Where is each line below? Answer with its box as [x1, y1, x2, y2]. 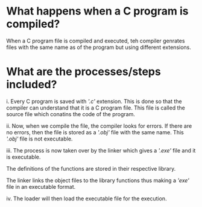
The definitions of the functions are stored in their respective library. [6, 165, 176, 172]
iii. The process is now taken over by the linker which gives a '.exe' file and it [6, 146, 196, 154]
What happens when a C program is [6, 4, 189, 18]
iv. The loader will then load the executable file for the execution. [6, 195, 167, 202]
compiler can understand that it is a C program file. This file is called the [6, 104, 185, 111]
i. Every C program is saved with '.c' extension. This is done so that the [6, 97, 182, 105]
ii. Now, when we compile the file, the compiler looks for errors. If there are [6, 122, 192, 130]
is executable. [6, 153, 41, 160]
